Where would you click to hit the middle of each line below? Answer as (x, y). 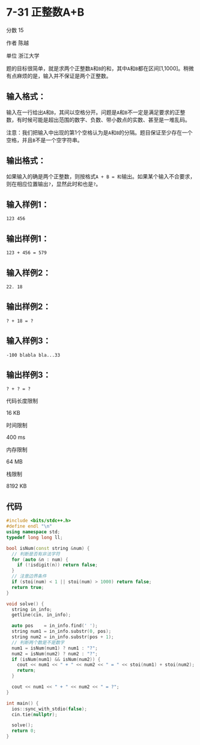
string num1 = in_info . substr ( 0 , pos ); (62, 632)
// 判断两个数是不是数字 (38, 642)
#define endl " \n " (29, 526)
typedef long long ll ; (35, 537)
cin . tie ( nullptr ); (35, 714)
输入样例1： (28, 204)
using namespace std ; (33, 532)
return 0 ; (24, 731)
